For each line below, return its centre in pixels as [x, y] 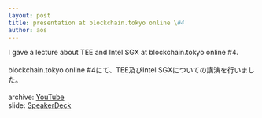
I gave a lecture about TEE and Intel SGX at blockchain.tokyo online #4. [123, 53]
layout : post [30, 15]
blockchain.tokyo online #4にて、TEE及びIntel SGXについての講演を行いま [128, 70]
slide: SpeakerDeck [40, 105]
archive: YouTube [36, 97]
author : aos [28, 30]
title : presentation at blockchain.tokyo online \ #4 [96, 23]
